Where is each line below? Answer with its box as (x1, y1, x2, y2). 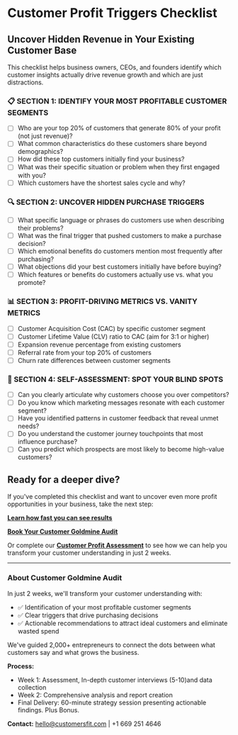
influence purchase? (17, 437, 78, 446)
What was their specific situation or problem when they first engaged (17, 163, 220, 172)
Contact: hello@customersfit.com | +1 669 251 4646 (7, 719, 161, 728)
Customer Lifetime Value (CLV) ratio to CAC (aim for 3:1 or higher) (17, 332, 210, 341)
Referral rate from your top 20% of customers (17, 348, 152, 357)
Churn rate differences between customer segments (17, 356, 171, 364)
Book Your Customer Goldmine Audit (7, 527, 118, 536)
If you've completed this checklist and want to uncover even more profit (7, 493, 217, 501)
